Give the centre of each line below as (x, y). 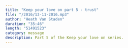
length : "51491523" (26, 28)
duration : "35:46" (25, 24)
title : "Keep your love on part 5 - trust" (52, 10)
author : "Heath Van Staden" (35, 19)
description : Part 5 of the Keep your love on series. (65, 38)
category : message (25, 33)
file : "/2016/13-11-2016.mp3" (37, 14)
